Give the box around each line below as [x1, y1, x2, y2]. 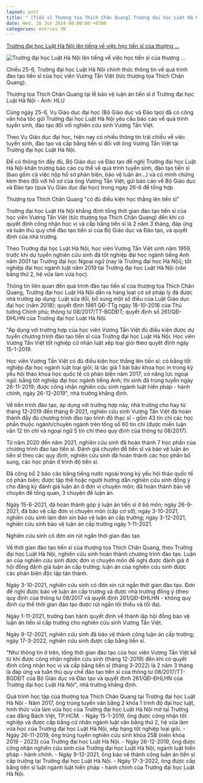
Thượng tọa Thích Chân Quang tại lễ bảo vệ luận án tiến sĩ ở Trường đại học [6, 90, 195, 98]
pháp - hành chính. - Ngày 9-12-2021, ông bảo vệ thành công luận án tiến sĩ [6, 751, 195, 758]
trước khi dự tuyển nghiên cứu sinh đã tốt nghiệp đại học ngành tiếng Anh [6, 251, 190, 258]
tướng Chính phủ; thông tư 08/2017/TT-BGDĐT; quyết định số [6, 308, 160, 315]
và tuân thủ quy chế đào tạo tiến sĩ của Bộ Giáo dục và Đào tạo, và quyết [6, 227, 188, 234]
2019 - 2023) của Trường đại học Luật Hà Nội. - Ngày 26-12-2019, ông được [6, 738, 196, 745]
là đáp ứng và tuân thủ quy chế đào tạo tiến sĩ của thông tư [6, 668, 153, 676]
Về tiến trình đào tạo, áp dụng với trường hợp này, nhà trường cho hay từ [6, 402, 186, 409]
